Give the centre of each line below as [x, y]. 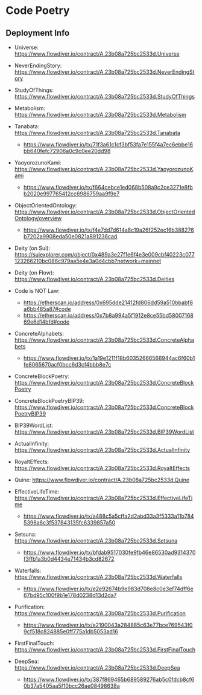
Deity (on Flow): [34, 272]
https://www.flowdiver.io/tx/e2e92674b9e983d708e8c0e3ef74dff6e [108, 589]
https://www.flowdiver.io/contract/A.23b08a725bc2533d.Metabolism [100, 115]
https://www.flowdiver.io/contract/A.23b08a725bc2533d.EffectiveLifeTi [103, 498]
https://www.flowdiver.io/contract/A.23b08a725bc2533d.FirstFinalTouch [105, 650]
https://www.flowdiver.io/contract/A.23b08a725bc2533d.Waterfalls [98, 577]
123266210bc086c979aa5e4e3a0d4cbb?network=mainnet [87, 261]
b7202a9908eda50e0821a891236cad [70, 236]
